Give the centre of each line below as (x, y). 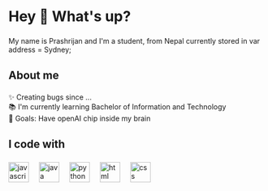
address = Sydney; (40, 50)
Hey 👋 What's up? (70, 17)
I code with (37, 144)
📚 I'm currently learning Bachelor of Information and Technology (117, 107)
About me (34, 75)
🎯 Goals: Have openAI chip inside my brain (80, 119)
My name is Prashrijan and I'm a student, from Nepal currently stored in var (134, 41)
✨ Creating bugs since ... (50, 97)
